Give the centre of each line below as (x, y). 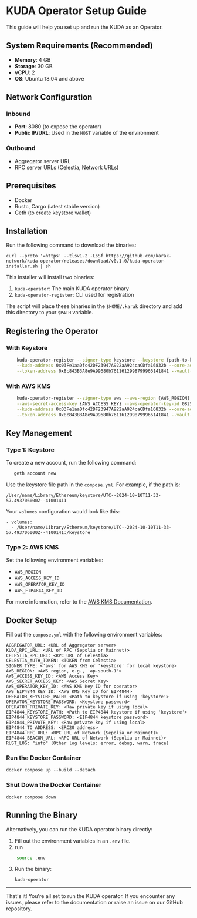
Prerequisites (31, 186)
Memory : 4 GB (33, 59)
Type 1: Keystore (30, 450)
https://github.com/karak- (139, 256)
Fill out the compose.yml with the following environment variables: (84, 635)
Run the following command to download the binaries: (71, 245)
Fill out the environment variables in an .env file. (72, 841)
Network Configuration (49, 97)
